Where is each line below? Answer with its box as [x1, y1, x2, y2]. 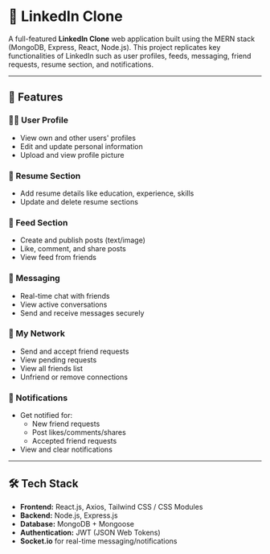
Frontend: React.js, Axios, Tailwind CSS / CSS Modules [19, 502, 203, 511]
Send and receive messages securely [19, 308, 145, 317]
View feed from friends [19, 253, 96, 263]
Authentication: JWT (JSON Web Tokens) [19, 527, 161, 537]
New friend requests [31, 419, 100, 429]
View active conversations [19, 300, 108, 309]
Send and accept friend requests [19, 346, 129, 356]
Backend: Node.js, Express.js [19, 511, 118, 520]
